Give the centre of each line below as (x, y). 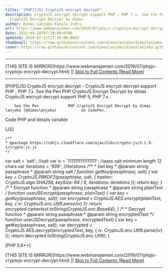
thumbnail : (16, 43)
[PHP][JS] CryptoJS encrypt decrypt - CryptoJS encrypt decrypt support (81, 86)
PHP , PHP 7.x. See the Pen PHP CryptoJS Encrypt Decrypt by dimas (76, 91)
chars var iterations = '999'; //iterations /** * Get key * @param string (77, 166)
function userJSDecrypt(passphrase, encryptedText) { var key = (71, 219)
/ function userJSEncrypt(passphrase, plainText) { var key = (67, 193)
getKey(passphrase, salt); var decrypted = (49, 225)
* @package (16, 143)
